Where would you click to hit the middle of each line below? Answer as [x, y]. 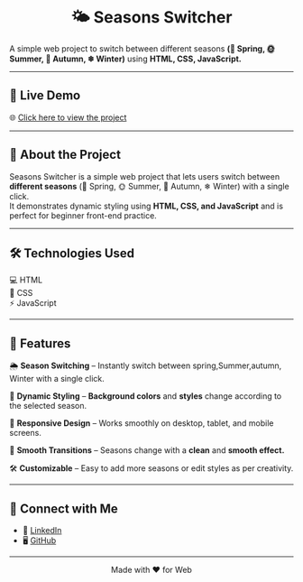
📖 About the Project [65, 155]
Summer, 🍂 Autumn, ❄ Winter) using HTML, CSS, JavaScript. [125, 59]
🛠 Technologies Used [72, 253]
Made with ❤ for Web [151, 570]
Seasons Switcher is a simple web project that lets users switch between [145, 176]
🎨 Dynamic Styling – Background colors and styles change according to [146, 396]
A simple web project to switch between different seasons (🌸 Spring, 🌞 [142, 48]
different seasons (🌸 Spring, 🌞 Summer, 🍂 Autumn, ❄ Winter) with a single [150, 186]
